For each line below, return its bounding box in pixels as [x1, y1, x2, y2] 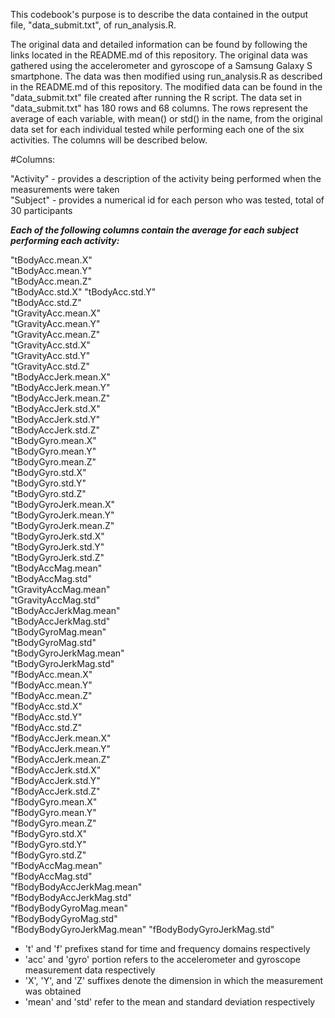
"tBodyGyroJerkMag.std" [10, 658, 115, 669]
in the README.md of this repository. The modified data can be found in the [10, 81, 323, 93]
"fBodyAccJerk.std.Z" [10, 785, 101, 797]
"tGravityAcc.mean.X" [10, 307, 101, 319]
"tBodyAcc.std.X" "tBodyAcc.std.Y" [10, 286, 157, 298]
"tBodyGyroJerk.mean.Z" [10, 520, 115, 531]
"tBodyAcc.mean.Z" [10, 275, 92, 287]
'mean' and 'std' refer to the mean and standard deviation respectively [24, 996, 316, 1008]
